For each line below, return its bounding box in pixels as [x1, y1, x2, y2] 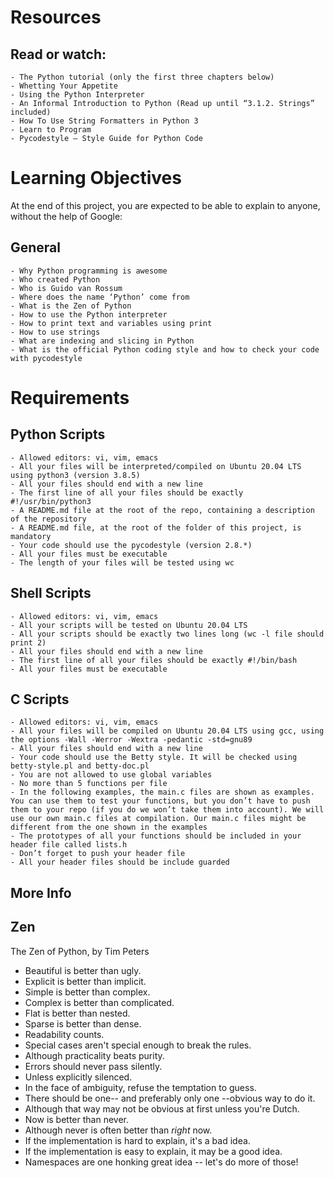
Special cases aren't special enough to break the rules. [24, 1039, 252, 1051]
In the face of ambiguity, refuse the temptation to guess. [24, 1081, 257, 1093]
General [10, 239, 62, 256]
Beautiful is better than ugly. [24, 964, 142, 976]
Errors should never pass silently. [24, 1060, 163, 1072]
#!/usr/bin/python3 [10, 496, 92, 506]
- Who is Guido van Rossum [10, 283, 123, 293]
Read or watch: [10, 46, 107, 63]
